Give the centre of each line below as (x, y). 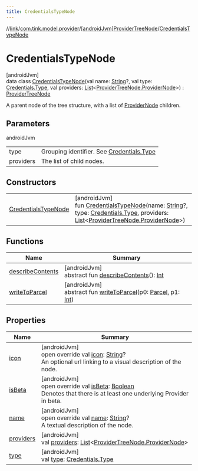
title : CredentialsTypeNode (41, 12)
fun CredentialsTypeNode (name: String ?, (131, 205)
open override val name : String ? (85, 418)
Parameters (28, 124)
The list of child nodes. (72, 161)
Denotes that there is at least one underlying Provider (115, 393)
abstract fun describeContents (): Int (114, 275)
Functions (25, 241)
